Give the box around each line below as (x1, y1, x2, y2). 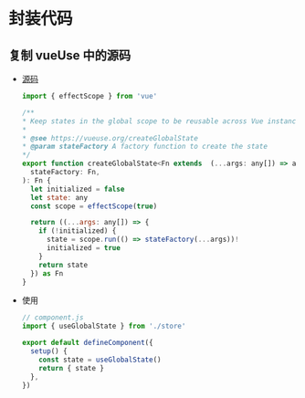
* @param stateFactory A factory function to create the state (21, 142, 268, 152)
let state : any (30, 193, 89, 202)
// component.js (21, 313, 84, 322)
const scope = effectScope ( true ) (30, 202, 158, 211)
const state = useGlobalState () (38, 355, 162, 364)
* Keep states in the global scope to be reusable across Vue (21, 116, 264, 126)
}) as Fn (30, 268, 64, 278)
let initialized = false (30, 184, 125, 194)
